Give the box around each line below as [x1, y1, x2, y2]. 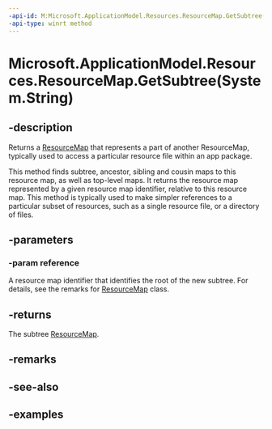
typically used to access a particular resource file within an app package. [8, 151, 253, 160]
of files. [8, 210, 34, 219]
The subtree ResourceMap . [8, 329, 100, 338]
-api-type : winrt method [8, 19, 92, 28]
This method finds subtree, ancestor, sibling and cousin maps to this [8, 167, 236, 176]
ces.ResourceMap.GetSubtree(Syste [8, 71, 261, 90]
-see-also [8, 380, 59, 393]
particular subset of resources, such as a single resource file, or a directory [8, 201, 260, 210]
